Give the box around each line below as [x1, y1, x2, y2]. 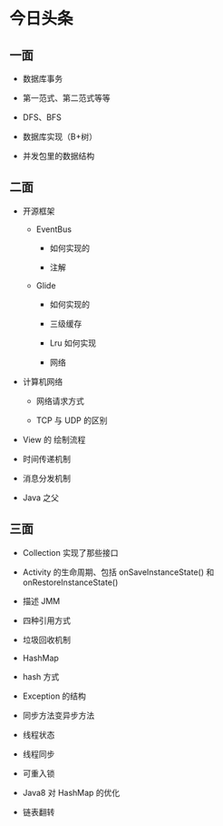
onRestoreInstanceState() [22, 577, 119, 588]
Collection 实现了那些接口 [22, 547, 119, 558]
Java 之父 [22, 492, 60, 503]
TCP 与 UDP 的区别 [35, 415, 108, 426]
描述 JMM [22, 595, 61, 606]
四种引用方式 [22, 615, 71, 626]
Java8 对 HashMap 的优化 [22, 787, 121, 798]
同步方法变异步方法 [22, 710, 95, 720]
